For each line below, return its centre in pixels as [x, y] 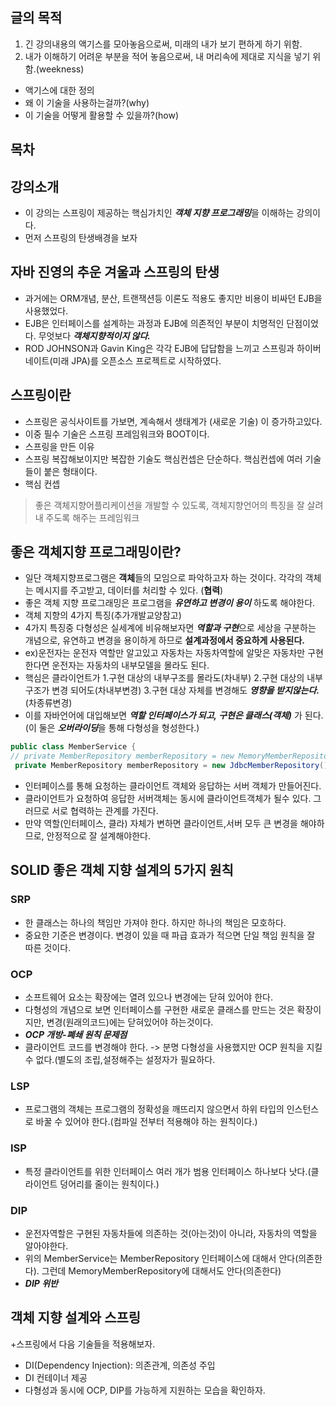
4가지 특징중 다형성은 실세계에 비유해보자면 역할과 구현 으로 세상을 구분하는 [170, 628]
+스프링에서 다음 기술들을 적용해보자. [83, 1344]
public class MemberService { [73, 747]
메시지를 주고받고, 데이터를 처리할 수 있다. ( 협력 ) [129, 590]
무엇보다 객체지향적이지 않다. [95, 335]
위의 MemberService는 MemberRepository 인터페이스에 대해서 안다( [161, 1258]
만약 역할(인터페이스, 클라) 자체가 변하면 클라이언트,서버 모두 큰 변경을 [161, 824]
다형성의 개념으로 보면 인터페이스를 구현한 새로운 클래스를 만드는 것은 [159, 1010]
